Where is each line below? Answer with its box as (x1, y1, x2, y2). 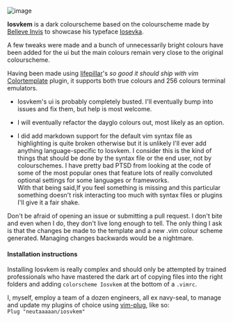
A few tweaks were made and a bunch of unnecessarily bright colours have (7, 41, 224, 49)
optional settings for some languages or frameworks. (17, 176, 170, 184)
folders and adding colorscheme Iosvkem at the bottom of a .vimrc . (7, 280, 197, 289)
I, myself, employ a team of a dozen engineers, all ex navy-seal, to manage (7, 293, 221, 302)
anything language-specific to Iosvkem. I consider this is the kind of (17, 147, 212, 154)
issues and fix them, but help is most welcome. (17, 105, 152, 113)
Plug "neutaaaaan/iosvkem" (7, 308, 86, 316)
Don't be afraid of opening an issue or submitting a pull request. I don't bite (7, 212, 223, 220)
